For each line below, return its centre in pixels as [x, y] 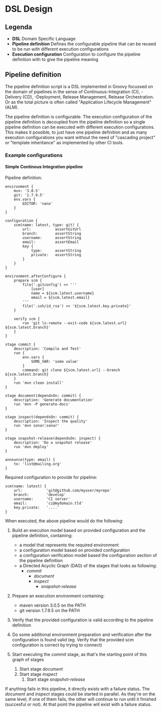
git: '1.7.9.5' [29, 195]
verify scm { [27, 319]
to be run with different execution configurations [60, 49]
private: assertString [56, 255]
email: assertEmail [51, 242]
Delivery [13, 97]
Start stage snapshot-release [56, 679]
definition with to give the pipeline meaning [55, 59]
